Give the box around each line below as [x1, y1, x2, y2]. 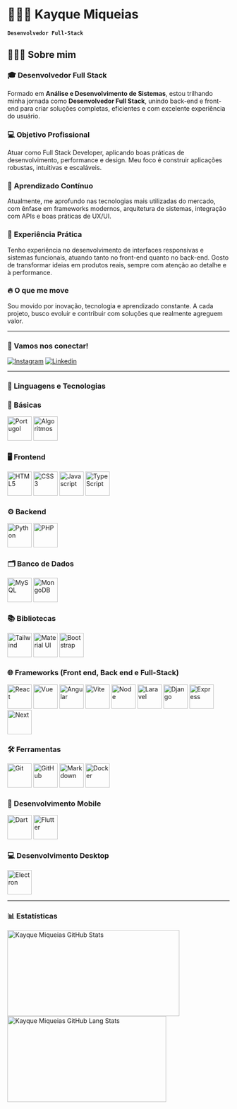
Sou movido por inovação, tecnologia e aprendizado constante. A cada [7, 301, 214, 310]
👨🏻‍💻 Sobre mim [7, 49, 76, 61]
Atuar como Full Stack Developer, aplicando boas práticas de [7, 148, 185, 157]
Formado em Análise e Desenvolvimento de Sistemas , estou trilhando [7, 89, 213, 97]
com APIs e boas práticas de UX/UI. [7, 212, 111, 221]
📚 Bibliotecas [7, 614, 56, 624]
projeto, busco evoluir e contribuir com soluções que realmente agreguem [7, 309, 224, 317]
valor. [7, 317, 23, 325]
